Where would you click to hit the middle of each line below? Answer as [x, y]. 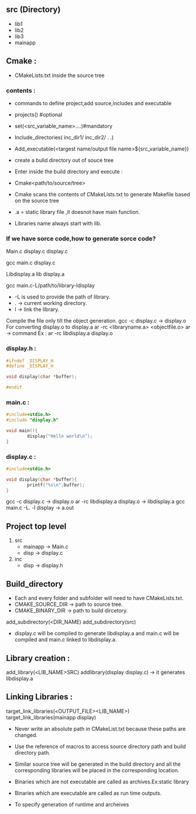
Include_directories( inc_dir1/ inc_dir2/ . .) [64, 137]
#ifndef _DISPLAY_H [30, 361]
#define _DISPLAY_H [30, 366]
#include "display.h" [32, 420]
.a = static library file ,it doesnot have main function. [77, 212]
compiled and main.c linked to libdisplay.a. [66, 639]
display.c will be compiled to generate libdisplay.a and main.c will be [97, 634]
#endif [14, 387]
